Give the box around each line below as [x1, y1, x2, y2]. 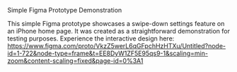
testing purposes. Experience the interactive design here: [7, 34, 175, 43]
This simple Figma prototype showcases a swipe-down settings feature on [7, 20, 225, 27]
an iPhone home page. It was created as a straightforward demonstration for [7, 27, 230, 35]
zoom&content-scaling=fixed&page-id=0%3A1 [7, 57, 144, 65]
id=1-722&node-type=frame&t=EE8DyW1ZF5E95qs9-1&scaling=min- [7, 49, 209, 57]
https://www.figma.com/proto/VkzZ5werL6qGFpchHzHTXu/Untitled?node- [7, 42, 226, 50]
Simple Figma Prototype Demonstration [7, 6, 122, 14]
